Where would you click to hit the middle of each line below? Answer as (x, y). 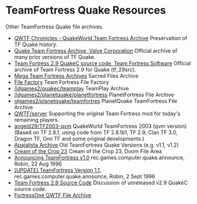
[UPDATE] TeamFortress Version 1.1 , (58, 170)
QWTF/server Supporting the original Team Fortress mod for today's (97, 114)
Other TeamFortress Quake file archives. (55, 27)
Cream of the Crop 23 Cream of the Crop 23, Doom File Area (88, 151)
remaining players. (37, 119)
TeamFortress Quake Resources (86, 10)
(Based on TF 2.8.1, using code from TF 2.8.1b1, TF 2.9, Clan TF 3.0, (96, 132)
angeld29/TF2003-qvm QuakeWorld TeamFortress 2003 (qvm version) (100, 126)
